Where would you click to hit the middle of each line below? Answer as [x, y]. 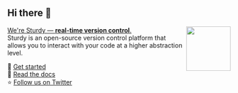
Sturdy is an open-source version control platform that [87, 38]
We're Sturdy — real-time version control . [70, 30]
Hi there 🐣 [29, 13]
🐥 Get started [27, 66]
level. [15, 53]
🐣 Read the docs [31, 74]
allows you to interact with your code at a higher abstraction [95, 45]
